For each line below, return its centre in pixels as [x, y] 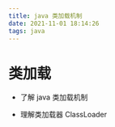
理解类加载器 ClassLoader [64, 115]
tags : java [27, 31]
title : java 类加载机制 [45, 16]
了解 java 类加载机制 [54, 97]
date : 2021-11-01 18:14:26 [54, 23]
